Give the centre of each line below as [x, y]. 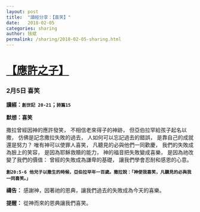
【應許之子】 [38, 71]
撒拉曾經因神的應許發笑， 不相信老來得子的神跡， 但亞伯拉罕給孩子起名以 [96, 130]
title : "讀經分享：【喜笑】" [39, 17]
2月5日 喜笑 [23, 91]
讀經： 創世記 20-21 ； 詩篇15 [39, 105]
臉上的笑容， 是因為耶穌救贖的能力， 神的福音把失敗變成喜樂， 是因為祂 [100, 152]
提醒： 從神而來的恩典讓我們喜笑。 [49, 203]
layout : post [22, 12]
